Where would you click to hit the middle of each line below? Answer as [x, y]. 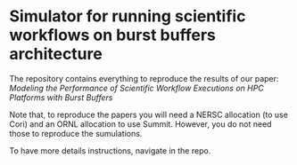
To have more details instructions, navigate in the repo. [110, 150]
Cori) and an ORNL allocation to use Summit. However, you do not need [140, 124]
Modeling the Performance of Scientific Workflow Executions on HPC [137, 88]
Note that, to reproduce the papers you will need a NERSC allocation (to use [148, 114]
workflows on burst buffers [112, 35]
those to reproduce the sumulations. [76, 133]
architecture [56, 54]
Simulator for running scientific [128, 16]
